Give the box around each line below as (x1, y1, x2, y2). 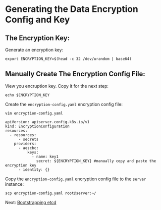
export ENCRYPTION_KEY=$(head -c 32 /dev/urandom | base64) (5, 56, 132, 61)
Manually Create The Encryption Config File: (5, 70, 145, 78)
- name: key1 (31, 154, 58, 159)
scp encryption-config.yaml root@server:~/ (5, 191, 97, 196)
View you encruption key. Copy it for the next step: (5, 83, 109, 89)
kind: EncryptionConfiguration (5, 124, 70, 129)
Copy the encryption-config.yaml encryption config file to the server (5, 176, 146, 182)
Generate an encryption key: (5, 47, 63, 52)
